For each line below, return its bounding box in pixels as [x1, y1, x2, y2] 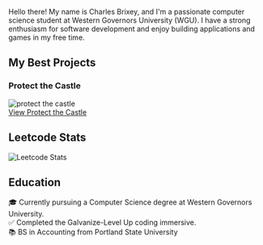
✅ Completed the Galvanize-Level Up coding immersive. [8, 218, 197, 227]
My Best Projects [8, 56, 96, 70]
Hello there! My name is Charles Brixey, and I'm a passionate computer [8, 7, 245, 16]
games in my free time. [8, 32, 85, 42]
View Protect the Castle [8, 107, 87, 116]
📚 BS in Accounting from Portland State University [8, 227, 178, 237]
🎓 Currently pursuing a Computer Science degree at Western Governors [8, 197, 252, 207]
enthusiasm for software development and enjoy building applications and [8, 24, 255, 33]
